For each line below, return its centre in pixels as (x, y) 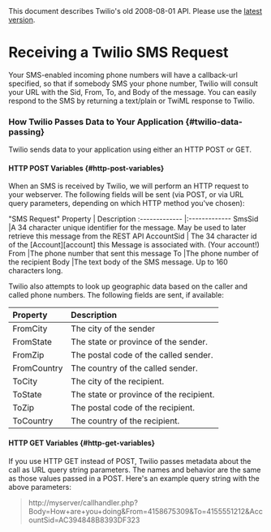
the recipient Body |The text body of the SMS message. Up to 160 (118, 262)
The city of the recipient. (118, 381)
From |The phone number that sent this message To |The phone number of (134, 254)
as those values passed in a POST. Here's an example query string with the (134, 478)
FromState (32, 342)
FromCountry (38, 368)
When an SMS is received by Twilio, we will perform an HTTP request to (129, 186)
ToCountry (33, 421)
